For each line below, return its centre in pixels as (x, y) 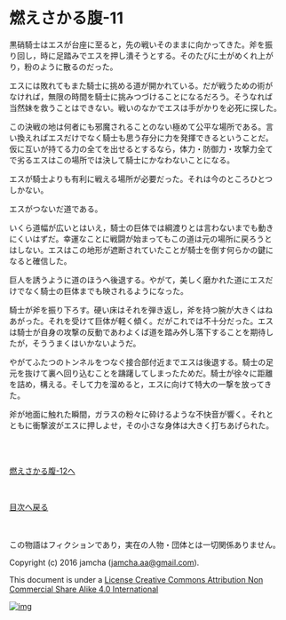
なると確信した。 (40, 261)
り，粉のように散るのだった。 (64, 67)
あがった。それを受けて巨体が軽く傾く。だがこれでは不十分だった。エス (141, 321)
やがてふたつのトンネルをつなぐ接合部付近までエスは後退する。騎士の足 (141, 362)
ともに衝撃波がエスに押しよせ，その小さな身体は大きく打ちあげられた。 (141, 425)
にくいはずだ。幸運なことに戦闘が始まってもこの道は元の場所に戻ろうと (141, 238)
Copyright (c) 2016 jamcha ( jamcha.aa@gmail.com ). (104, 562)
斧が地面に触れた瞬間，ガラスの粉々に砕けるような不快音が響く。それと (141, 414)
